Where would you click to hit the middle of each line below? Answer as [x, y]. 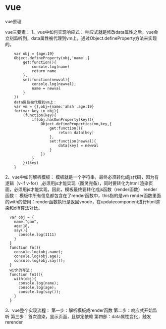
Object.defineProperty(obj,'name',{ [52, 58]
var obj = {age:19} [34, 53]
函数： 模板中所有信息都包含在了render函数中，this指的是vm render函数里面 [83, 195]
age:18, [22, 226]
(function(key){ [40, 115]
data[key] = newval [78, 145]
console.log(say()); [39, 292]
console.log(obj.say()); [40, 260]
